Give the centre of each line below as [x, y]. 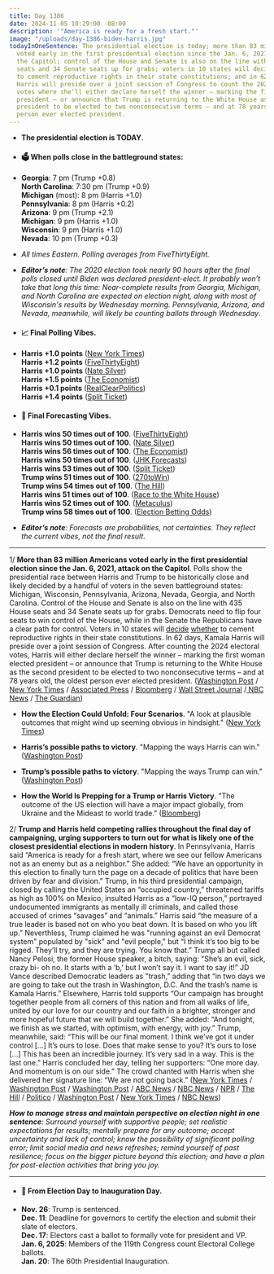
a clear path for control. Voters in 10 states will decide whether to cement [132, 629]
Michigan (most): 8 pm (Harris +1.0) [81, 195]
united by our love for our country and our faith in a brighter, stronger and [132, 1010]
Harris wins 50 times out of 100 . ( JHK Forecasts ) [104, 459]
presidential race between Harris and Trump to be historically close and [129, 577]
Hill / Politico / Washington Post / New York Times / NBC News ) [115, 1097]
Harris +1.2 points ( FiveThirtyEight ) [80, 362]
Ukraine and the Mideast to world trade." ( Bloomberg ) [111, 813]
